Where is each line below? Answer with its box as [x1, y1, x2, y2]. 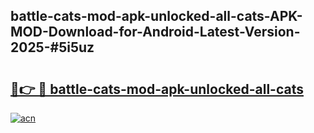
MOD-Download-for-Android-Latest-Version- [10, 24, 301, 41]
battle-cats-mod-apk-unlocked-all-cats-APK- [10, 8, 303, 25]
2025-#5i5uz [10, 39, 95, 56]
